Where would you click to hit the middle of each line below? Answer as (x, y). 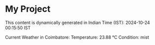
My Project (28, 9)
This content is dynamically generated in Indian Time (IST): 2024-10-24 (77, 22)
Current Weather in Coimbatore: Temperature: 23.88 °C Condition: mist (77, 37)
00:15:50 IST (18, 27)
